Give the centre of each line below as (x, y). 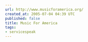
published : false (23, 18)
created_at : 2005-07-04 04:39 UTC (40, 14)
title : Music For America (31, 23)
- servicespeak (20, 32)
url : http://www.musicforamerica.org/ (44, 9)
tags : (10, 28)
